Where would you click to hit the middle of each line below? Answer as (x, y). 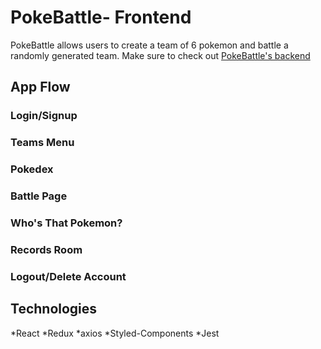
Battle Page (39, 196)
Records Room (46, 249)
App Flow (40, 87)
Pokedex (32, 169)
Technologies (54, 309)
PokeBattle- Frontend (101, 17)
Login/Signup (44, 116)
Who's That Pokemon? (66, 223)
